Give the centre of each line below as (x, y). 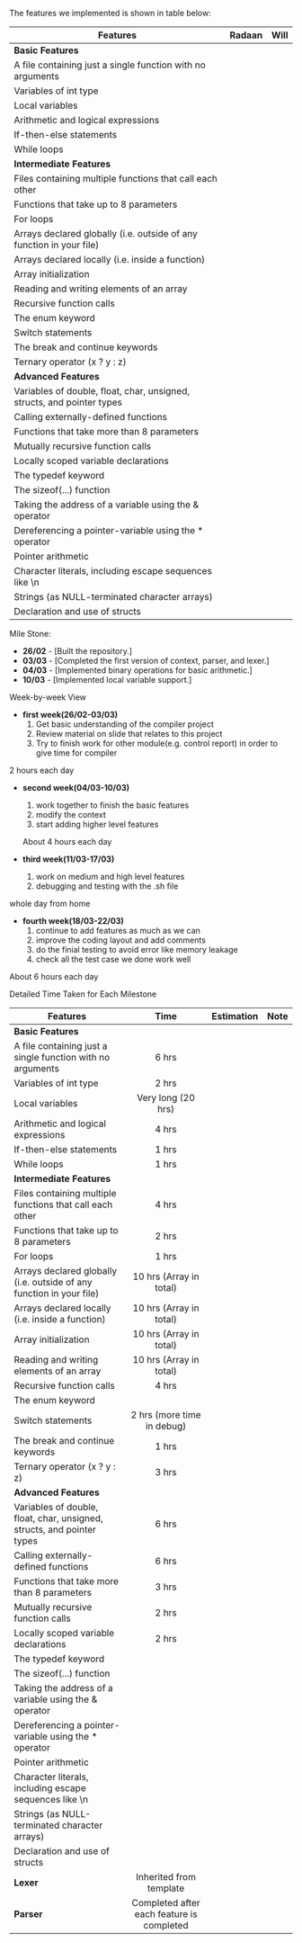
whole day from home (50, 904)
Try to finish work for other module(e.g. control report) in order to (157, 743)
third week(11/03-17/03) (68, 859)
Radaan (246, 35)
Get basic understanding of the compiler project (124, 724)
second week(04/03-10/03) (76, 788)
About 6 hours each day (54, 976)
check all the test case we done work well (113, 959)
